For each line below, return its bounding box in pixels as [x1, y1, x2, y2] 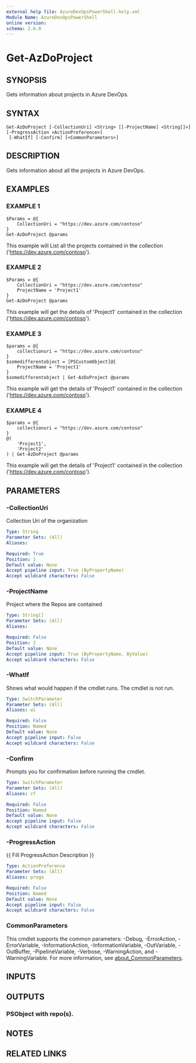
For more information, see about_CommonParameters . [50, 954, 183, 961]
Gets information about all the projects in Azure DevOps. [6, 166, 145, 174]
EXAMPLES [6, 184, 50, 195]
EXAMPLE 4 [6, 407, 42, 415]
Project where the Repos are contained [6, 601, 103, 608]
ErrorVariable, [6, 941, 41, 949]
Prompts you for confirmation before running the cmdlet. [6, 768, 146, 776]
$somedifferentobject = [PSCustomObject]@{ [6, 359, 117, 365]
